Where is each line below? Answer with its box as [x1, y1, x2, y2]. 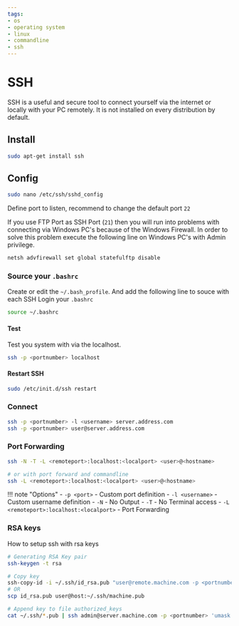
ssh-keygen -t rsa [7, 560, 62, 567]
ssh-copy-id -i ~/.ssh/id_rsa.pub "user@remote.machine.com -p [7, 579, 199, 587]
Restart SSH [7, 369, 44, 378]
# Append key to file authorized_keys [7, 605, 122, 613]
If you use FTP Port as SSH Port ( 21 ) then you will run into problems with [7, 218, 220, 227]
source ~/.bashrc [7, 309, 59, 316]
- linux [7, 30, 31, 38]
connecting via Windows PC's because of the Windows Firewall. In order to [7, 225, 228, 234]
